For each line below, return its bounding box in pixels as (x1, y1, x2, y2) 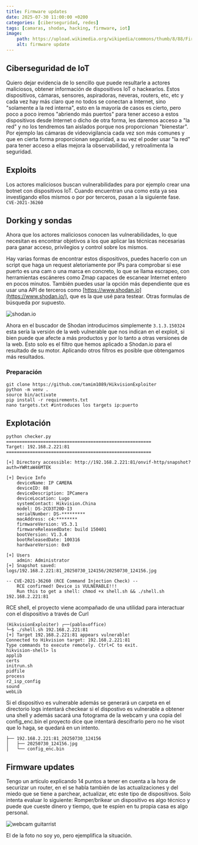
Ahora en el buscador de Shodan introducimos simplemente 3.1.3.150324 (6, 322, 185, 329)
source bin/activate (6, 392, 57, 398)
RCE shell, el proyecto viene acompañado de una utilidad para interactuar (6, 604, 184, 611)
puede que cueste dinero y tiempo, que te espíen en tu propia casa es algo (6, 803, 189, 810)
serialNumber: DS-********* (16, 511, 85, 517)
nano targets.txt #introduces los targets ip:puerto (6, 402, 138, 408)
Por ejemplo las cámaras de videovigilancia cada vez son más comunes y (6, 129, 185, 136)
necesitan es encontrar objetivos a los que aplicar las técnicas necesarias (6, 237, 186, 245)
